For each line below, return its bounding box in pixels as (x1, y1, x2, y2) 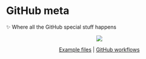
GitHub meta (6, 4, 70, 18)
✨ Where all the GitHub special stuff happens (6, 23, 116, 30)
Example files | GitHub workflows (59, 46, 140, 53)
